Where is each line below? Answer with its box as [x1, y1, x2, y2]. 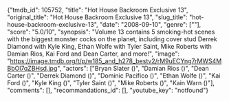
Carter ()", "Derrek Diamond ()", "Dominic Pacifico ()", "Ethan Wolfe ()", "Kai [7, 71, 221, 80]
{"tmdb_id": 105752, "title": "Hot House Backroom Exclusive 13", [7, 6, 188, 14]
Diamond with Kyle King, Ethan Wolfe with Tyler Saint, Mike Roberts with [7, 43, 212, 50]
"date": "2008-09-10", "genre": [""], [99, 21, 201, 28]
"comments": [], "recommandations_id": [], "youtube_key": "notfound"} [7, 86, 208, 94]
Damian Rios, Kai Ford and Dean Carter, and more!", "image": [7, 49, 180, 58]
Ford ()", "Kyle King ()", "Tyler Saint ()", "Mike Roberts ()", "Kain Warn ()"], [7, 79, 215, 87]
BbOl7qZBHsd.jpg [7, 65, 58, 72]
